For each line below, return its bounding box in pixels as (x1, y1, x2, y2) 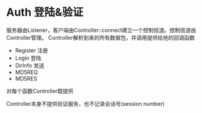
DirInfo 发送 (15, 61, 44, 69)
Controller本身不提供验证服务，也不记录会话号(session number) (6, 100, 165, 107)
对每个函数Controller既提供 (6, 87, 74, 94)
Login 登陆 (15, 54, 42, 61)
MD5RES (15, 75, 37, 82)
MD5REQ (15, 69, 38, 76)
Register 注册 (15, 46, 48, 54)
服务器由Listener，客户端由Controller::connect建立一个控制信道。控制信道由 (6, 26, 197, 34)
